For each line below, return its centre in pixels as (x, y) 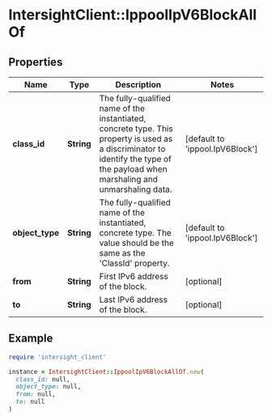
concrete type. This (136, 129)
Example (31, 339)
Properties (36, 62)
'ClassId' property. (134, 263)
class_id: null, (43, 379)
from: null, (36, 394)
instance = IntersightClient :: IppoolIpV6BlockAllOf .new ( (106, 371)
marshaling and (128, 179)
